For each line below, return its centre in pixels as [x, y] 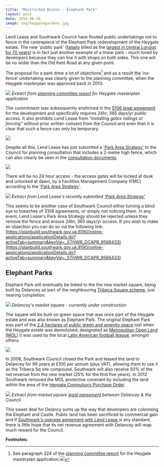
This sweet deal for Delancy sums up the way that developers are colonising [82, 409]
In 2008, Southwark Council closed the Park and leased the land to [73, 359]
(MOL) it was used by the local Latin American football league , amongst [77, 335]
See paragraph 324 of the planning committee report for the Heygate [82, 453]
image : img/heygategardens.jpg [37, 23]
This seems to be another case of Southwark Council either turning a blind [80, 206]
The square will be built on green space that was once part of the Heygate [80, 314]
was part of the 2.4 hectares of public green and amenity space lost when [80, 324]
